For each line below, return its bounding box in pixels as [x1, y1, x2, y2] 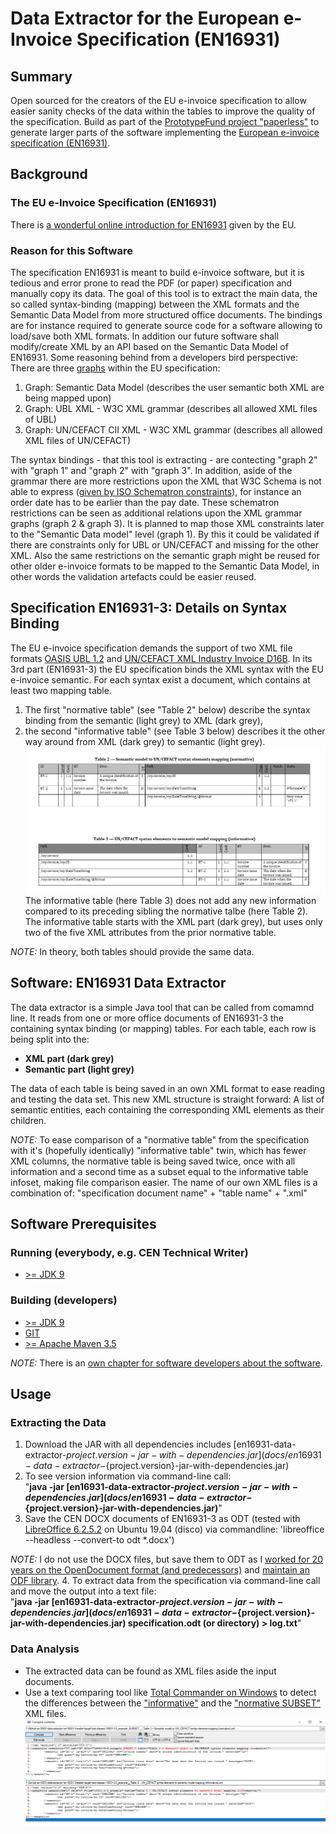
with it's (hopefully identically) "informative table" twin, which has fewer [10, 1144, 307, 1156]
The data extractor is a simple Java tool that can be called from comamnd [10, 1001, 315, 1013]
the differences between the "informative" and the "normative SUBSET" [24, 1697, 322, 1709]
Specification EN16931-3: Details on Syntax [10, 600, 288, 617]
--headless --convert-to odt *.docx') [24, 1534, 175, 1546]
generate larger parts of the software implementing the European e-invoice [10, 127, 320, 138]
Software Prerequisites [10, 1215, 157, 1232]
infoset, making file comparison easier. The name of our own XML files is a [10, 1176, 318, 1188]
